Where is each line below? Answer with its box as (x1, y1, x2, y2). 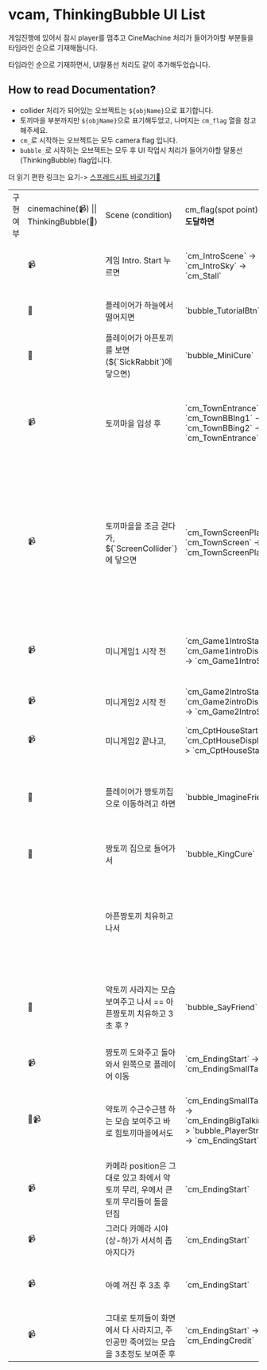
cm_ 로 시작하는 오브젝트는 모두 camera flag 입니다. (19, 135, 178, 145)
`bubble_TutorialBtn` (184, 305, 261, 316)
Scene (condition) (105, 209, 172, 221)
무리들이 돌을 (122, 1196, 168, 1207)
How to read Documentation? (8, 84, 157, 97)
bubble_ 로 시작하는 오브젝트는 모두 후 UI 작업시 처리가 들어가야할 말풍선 (19, 145, 243, 154)
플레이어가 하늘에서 (105, 299, 174, 310)
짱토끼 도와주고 (105, 1047, 159, 1058)
